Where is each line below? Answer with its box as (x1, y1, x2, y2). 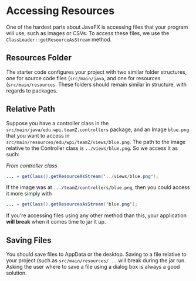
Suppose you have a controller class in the (6, 119, 109, 126)
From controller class (6, 162, 58, 169)
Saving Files (6, 235, 52, 245)
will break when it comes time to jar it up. (6, 218, 106, 225)
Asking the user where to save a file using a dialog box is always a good (6, 263, 180, 270)
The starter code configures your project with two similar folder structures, (6, 68, 187, 76)
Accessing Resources (6, 4, 115, 18)
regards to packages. (6, 87, 58, 94)
